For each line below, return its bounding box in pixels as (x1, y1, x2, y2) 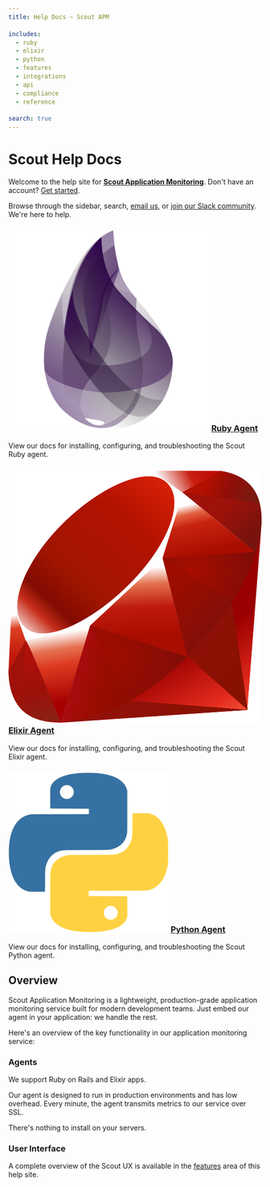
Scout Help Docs (8, 150, 122, 169)
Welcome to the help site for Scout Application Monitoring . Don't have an (8, 177, 255, 187)
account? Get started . (8, 186, 80, 195)
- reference (15, 97, 56, 106)
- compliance (15, 89, 59, 97)
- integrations (15, 72, 67, 80)
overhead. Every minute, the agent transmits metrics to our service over (8, 1099, 247, 1109)
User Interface (8, 1143, 66, 1154)
